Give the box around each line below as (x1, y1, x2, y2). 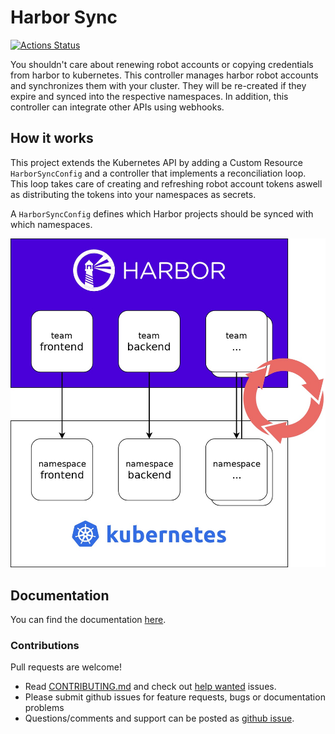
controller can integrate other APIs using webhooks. (10, 101, 225, 113)
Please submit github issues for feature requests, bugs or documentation (24, 691, 326, 703)
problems (24, 702, 65, 714)
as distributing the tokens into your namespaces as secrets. (10, 188, 257, 200)
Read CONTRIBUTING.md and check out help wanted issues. (24, 681, 277, 693)
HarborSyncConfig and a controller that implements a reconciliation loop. (10, 167, 307, 179)
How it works (10, 130, 94, 147)
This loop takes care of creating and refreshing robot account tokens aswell (10, 177, 323, 190)
